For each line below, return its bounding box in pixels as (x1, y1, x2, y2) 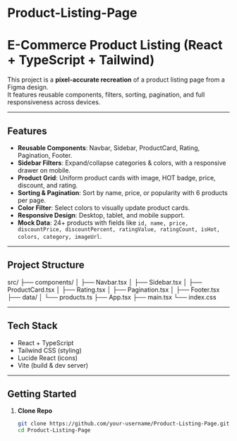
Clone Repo (17, 406, 53, 415)
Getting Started (7, 387, 77, 399)
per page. (17, 196, 47, 204)
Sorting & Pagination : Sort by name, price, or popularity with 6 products (17, 188, 228, 197)
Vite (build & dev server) (17, 361, 89, 369)
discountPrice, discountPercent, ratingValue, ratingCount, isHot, (17, 225, 220, 233)
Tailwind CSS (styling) (17, 346, 83, 354)
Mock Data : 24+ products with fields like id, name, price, (17, 218, 189, 227)
